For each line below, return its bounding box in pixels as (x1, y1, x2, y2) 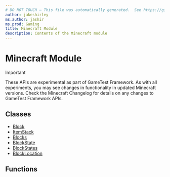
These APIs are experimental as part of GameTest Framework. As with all (5, 79, 157, 85)
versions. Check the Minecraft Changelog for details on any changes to (5, 90, 154, 96)
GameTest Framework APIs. (5, 95, 63, 101)
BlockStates (12, 145, 38, 151)
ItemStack (12, 128, 34, 135)
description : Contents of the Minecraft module (5, 31, 108, 36)
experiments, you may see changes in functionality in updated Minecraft (5, 84, 156, 91)
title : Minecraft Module (5, 26, 58, 31)
